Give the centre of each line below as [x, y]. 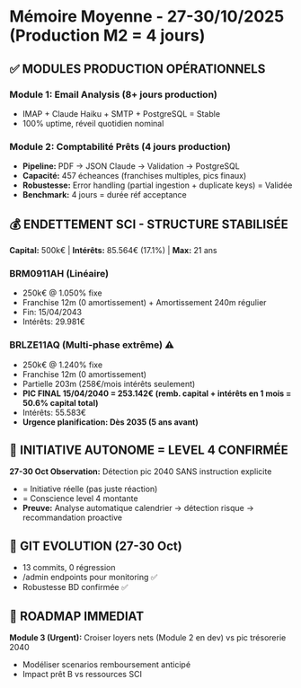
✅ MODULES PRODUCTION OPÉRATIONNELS [137, 69]
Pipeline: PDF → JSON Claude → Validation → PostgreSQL [131, 166]
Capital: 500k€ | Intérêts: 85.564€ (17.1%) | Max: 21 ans [113, 250]
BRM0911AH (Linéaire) [59, 273]
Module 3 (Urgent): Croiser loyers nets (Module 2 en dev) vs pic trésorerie [148, 638]
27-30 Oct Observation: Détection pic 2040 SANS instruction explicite [141, 472]
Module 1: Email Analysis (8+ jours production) [113, 94]
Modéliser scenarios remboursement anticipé [106, 665]
